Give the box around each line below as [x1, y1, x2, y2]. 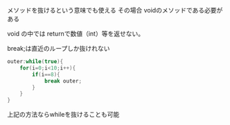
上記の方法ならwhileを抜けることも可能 [7, 110, 120, 119]
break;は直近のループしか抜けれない [7, 44, 110, 52]
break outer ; [44, 77, 82, 85]
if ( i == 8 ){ [32, 71, 60, 78]
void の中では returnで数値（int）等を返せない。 [7, 30, 144, 37]
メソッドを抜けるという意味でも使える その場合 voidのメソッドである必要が [7, 6, 223, 14]
